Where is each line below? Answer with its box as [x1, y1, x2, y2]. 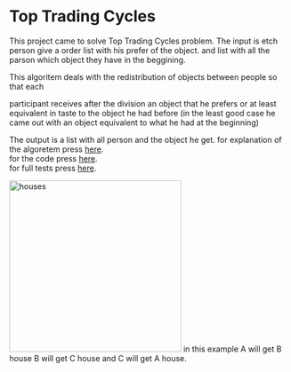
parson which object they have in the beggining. [9, 54, 186, 65]
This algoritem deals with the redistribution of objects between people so [9, 71, 278, 82]
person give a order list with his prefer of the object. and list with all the [9, 44, 271, 55]
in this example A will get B [182, 344, 282, 354]
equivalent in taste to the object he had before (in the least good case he [9, 107, 276, 118]
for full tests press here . [9, 162, 97, 173]
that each [9, 81, 44, 91]
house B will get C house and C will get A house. [9, 352, 187, 363]
